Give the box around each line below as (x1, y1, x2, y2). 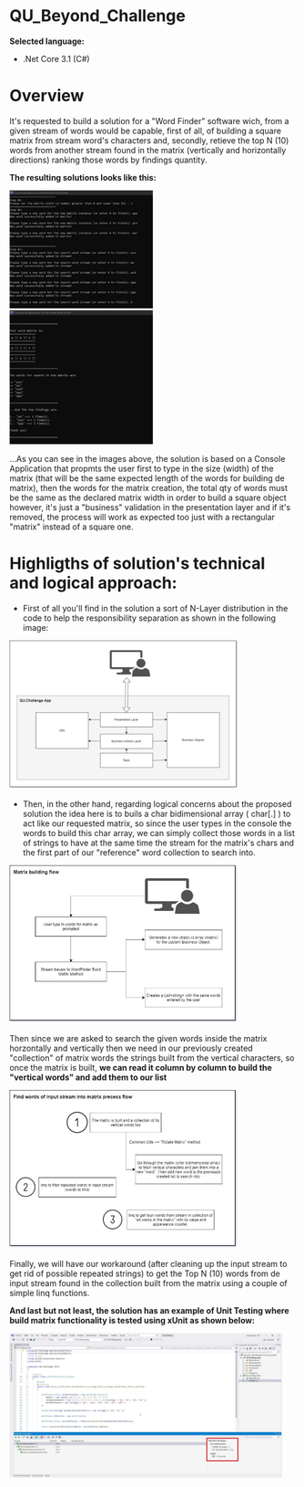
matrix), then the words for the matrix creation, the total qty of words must (9, 483, 289, 494)
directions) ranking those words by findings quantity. (9, 154, 208, 165)
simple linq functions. (9, 1288, 90, 1299)
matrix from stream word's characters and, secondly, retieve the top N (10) (9, 134, 289, 146)
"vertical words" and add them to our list (9, 1072, 167, 1083)
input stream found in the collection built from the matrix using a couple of (9, 1278, 289, 1289)
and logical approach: (9, 572, 177, 593)
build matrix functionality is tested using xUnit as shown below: (9, 1315, 255, 1326)
